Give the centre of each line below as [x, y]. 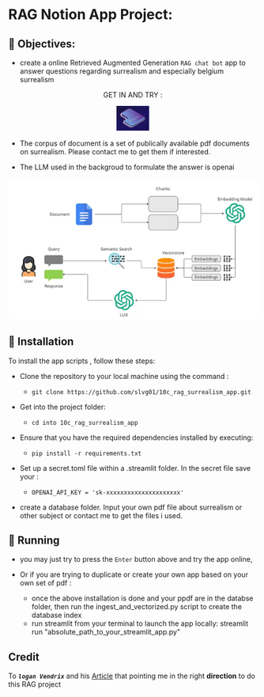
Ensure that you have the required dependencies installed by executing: [136, 438]
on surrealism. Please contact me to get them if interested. [115, 152]
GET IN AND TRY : [133, 95]
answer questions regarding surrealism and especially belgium [121, 71]
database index [57, 616]
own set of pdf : [45, 583]
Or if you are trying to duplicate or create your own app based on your [134, 574]
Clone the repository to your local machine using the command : [124, 376]
